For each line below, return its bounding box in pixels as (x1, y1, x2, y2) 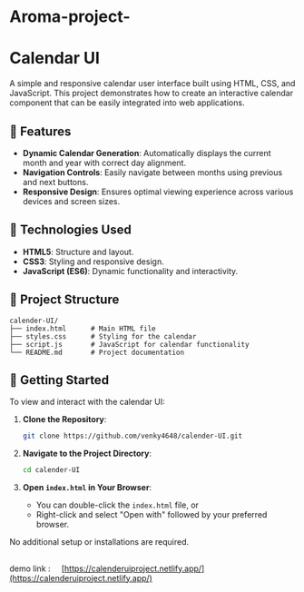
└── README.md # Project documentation (9, 348, 184, 357)
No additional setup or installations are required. (9, 537, 190, 548)
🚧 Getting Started (9, 372, 110, 388)
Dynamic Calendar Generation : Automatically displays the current (22, 147, 271, 158)
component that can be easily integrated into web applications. (9, 97, 245, 108)
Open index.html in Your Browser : (22, 482, 152, 493)
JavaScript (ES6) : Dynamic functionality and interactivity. (22, 265, 239, 276)
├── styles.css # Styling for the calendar (9, 331, 197, 341)
